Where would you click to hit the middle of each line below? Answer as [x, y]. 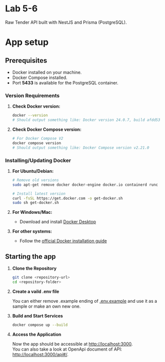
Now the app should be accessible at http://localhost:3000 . [72, 344]
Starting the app [31, 257]
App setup [27, 42]
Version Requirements [33, 95]
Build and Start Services [37, 316]
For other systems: [32, 231]
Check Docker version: [36, 106]
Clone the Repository [34, 268]
